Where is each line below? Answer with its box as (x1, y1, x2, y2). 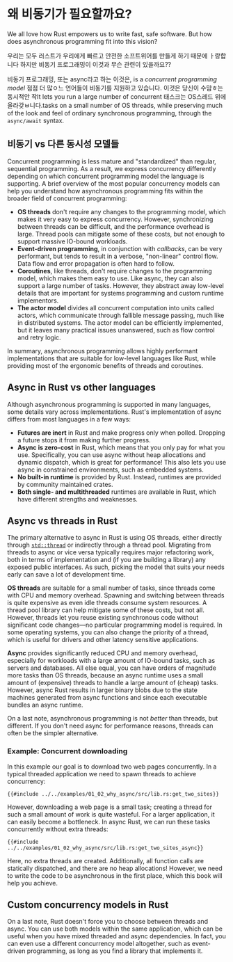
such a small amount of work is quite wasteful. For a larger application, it (7, 810, 216, 818)
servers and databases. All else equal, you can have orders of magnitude (7, 664, 217, 672)
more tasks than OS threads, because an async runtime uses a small (7, 671, 204, 680)
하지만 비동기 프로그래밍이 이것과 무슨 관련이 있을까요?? (19, 60, 172, 68)
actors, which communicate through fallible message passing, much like (17, 311, 225, 319)
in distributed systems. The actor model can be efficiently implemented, (17, 318, 224, 327)
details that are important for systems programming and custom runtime (17, 289, 225, 297)
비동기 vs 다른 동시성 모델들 (7, 138, 120, 150)
